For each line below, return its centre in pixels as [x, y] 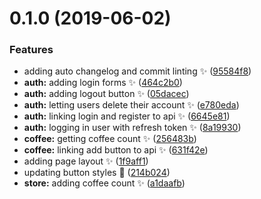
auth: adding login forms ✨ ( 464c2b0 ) [103, 83]
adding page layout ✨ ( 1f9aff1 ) [86, 161]
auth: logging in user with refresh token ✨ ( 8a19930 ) [132, 128]
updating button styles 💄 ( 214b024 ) [97, 173]
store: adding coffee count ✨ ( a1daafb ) [104, 183]
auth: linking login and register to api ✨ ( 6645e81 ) [127, 116]
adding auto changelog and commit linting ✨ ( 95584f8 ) [137, 71]
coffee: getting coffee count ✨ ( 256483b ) [110, 139]
